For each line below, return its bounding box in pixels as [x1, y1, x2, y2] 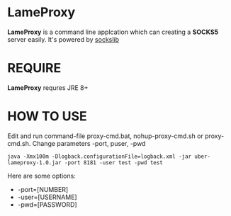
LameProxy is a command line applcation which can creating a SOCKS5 [7, 28, 219, 36]
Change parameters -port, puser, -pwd [32, 139, 146, 147]
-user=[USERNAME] [17, 193, 77, 201]
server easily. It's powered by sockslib [7, 35, 119, 43]
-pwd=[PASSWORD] [17, 200, 77, 209]
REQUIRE [7, 60, 62, 76]
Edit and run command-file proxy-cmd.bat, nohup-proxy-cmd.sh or [7, 132, 203, 140]
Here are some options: [7, 171, 76, 180]
